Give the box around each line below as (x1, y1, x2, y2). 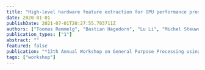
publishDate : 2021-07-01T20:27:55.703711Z (6, 20, 116, 26)
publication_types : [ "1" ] (6, 32, 72, 38)
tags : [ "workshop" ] (6, 54, 56, 60)
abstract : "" (6, 37, 40, 43)
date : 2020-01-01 (6, 15, 51, 21)
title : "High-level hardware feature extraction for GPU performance (6, 9, 187, 15)
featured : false (6, 43, 48, 49)
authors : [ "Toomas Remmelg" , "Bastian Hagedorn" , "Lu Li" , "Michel (6, 26, 182, 32)
